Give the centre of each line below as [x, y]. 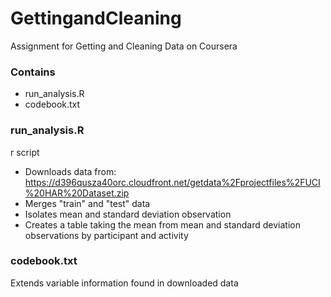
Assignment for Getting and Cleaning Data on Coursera [124, 46]
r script [25, 152]
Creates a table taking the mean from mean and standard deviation [162, 224]
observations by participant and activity [106, 235]
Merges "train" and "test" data [87, 203]
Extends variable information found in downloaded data [124, 283]
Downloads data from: [70, 171]
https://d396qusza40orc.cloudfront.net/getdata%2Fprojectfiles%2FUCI [172, 182]
